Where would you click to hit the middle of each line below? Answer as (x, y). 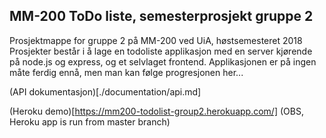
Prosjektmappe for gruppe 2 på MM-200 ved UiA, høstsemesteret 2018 (156, 40)
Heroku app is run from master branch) (90, 121)
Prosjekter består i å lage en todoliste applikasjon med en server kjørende (161, 51)
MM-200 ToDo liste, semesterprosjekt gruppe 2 (161, 16)
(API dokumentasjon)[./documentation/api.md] (105, 91)
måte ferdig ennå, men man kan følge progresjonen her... (126, 72)
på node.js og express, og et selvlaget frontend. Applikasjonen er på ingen (163, 61)
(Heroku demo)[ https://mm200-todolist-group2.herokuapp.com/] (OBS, (156, 111)
